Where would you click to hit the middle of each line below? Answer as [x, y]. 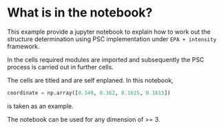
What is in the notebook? [80, 13]
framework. [23, 46]
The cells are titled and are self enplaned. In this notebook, [91, 80]
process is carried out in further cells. [60, 67]
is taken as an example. [40, 106]
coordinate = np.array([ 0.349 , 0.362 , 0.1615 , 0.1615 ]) [89, 93]
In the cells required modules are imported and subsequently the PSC [106, 59]
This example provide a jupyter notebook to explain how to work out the [109, 32]
